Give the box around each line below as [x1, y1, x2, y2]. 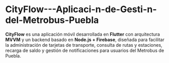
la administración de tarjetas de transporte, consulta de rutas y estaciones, [5, 42, 163, 48]
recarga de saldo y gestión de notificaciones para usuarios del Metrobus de [5, 47, 164, 53]
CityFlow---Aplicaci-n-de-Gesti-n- [5, 4, 157, 15]
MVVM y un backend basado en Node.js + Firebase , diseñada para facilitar [5, 37, 164, 43]
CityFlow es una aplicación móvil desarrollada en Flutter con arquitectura [5, 31, 160, 37]
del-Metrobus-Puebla [5, 14, 99, 26]
